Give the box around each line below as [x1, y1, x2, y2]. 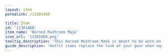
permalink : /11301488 [5, 12, 50, 17]
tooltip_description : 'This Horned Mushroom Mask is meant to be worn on [5, 39, 162, 44]
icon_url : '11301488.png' [5, 34, 59, 39]
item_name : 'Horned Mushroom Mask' [5, 30, 79, 35]
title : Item [5, 21, 30, 26]
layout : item [5, 7, 32, 12]
